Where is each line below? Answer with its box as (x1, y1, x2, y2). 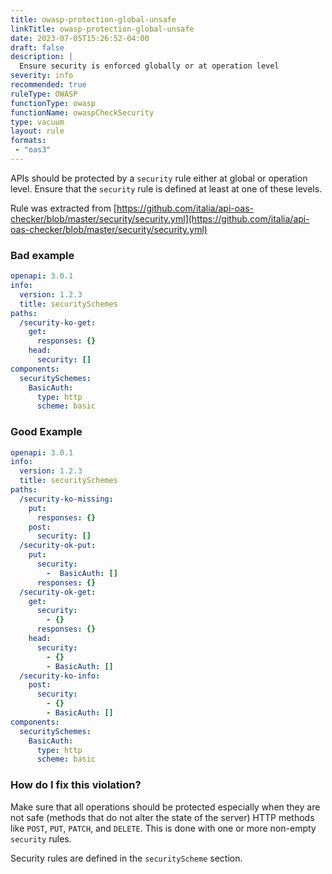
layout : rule (10, 126, 65, 136)
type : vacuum (10, 117, 65, 127)
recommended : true (10, 80, 87, 90)
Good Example (10, 425, 83, 439)
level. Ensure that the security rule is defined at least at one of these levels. (10, 182, 323, 195)
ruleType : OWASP (10, 89, 78, 99)
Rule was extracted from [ (10, 202, 117, 214)
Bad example (10, 248, 75, 262)
